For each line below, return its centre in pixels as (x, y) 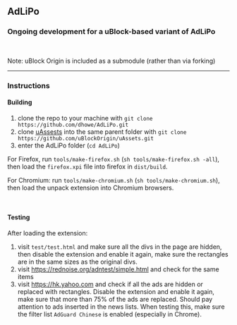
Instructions (29, 85)
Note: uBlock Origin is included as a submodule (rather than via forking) (111, 61)
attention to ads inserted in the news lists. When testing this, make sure (121, 307)
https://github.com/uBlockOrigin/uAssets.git (85, 138)
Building (20, 102)
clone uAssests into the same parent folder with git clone (102, 131)
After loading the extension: (48, 233)
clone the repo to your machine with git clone (85, 118)
